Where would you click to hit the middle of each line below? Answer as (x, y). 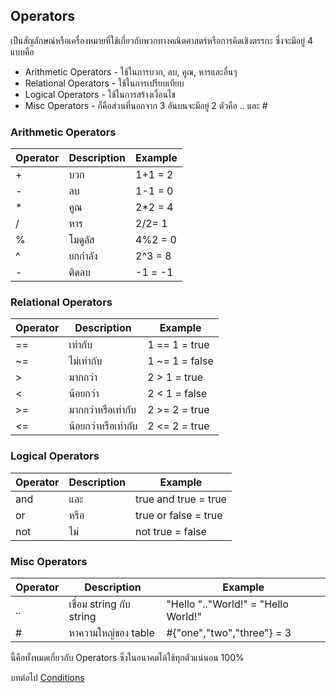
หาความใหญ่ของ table (111, 632)
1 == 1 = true (178, 345)
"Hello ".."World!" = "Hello (227, 604)
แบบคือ (22, 51)
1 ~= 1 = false (180, 361)
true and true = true (181, 499)
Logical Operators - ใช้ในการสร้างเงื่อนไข (100, 94)
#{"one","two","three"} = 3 (229, 632)
